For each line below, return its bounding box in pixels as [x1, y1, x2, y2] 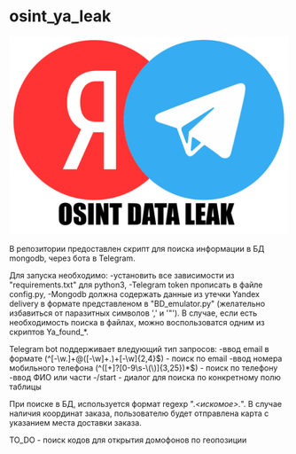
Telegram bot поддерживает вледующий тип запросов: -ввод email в [9, 344, 269, 355]
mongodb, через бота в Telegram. [9, 253, 136, 263]
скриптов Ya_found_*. [9, 326, 89, 338]
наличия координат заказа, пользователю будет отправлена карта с [9, 408, 269, 419]
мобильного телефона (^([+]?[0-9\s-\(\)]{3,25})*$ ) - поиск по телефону [9, 363, 278, 373]
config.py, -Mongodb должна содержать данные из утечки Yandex [9, 289, 260, 300]
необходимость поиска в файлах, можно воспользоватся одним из [9, 317, 265, 328]
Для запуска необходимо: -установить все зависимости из [9, 270, 235, 281]
